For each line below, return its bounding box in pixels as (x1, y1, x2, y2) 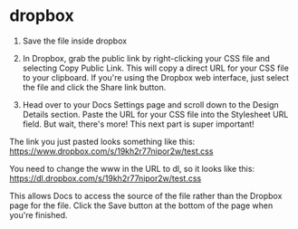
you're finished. (9, 209, 68, 220)
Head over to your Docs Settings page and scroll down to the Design (22, 99, 279, 110)
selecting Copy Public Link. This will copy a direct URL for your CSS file (22, 62, 290, 73)
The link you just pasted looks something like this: (9, 136, 196, 147)
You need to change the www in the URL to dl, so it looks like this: (9, 163, 255, 174)
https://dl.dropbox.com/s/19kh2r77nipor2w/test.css (9, 173, 202, 184)
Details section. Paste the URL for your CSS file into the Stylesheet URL (22, 109, 289, 119)
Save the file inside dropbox (22, 35, 128, 46)
